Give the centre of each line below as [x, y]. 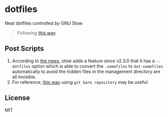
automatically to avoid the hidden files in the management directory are [86, 71]
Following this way [36, 33]
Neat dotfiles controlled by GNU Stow [44, 23]
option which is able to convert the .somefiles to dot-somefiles [97, 66]
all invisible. [24, 77]
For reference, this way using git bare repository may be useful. [80, 82]
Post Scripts [24, 49]
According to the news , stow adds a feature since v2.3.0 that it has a [83, 61]
